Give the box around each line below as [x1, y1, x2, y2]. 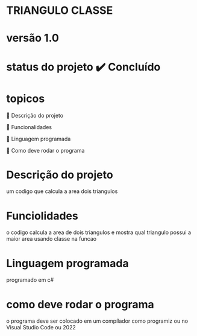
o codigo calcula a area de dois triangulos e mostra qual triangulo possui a [6, 229, 192, 236]
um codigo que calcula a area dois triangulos [6, 188, 118, 195]
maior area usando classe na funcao [6, 235, 97, 242]
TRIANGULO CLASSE [6, 4, 113, 17]
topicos [6, 92, 45, 106]
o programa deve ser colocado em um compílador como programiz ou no [6, 317, 189, 325]
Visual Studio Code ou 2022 [6, 324, 77, 331]
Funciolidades [6, 209, 78, 223]
